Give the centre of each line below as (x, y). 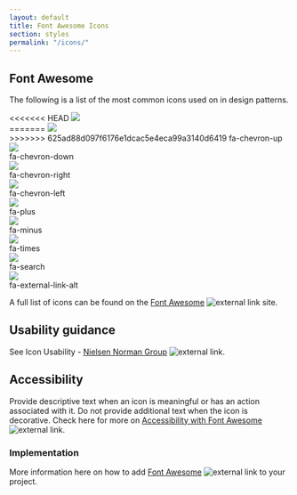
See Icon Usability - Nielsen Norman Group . (117, 352)
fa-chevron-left (37, 193)
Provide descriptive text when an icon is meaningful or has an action (135, 401)
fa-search (28, 267)
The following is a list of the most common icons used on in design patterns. (149, 100)
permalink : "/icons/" (49, 42)
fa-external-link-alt (44, 285)
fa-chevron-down (41, 157)
